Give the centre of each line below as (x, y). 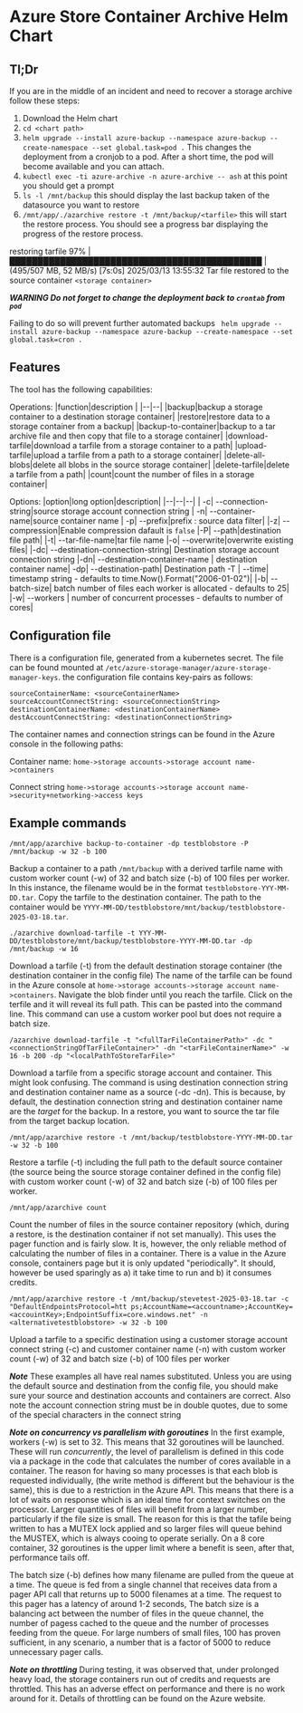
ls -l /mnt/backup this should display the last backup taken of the (146, 195)
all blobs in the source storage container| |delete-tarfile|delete (174, 465)
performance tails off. (50, 1558)
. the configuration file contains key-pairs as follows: (155, 677)
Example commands (68, 823)
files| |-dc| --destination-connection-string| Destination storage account (144, 549)
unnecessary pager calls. (57, 1652)
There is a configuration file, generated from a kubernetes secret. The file (147, 658)
